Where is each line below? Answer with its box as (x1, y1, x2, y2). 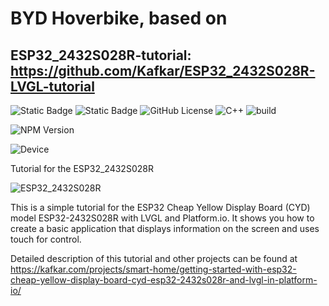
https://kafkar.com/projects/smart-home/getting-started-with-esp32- (10, 263, 297, 275)
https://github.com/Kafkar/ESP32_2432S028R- (10, 62, 316, 79)
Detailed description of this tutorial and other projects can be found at (10, 253, 298, 264)
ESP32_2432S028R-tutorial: (10, 47, 192, 64)
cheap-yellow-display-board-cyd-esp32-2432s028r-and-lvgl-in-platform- (10, 274, 318, 286)
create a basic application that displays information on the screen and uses (10, 223, 320, 234)
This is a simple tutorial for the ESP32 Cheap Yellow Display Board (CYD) (10, 202, 311, 213)
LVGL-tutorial (10, 78, 95, 95)
